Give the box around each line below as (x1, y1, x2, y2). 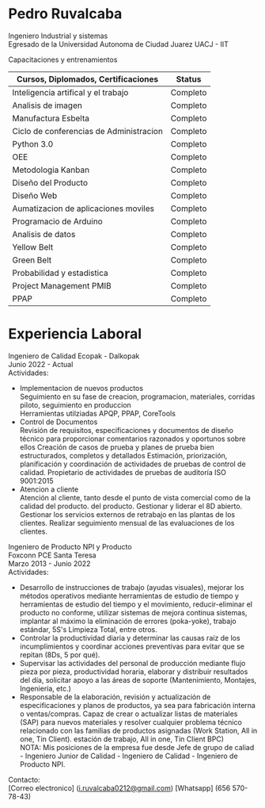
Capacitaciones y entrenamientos (8, 55, 118, 64)
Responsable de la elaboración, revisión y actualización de (19, 691, 211, 702)
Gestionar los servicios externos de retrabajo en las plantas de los (19, 509, 236, 519)
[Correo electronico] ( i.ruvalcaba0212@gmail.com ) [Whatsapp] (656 (8, 783, 231, 793)
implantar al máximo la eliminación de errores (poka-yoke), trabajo (19, 616, 237, 626)
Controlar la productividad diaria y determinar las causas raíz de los (19, 633, 240, 642)
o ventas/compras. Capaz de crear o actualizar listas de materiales (19, 709, 238, 718)
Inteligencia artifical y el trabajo (12, 86, 129, 98)
